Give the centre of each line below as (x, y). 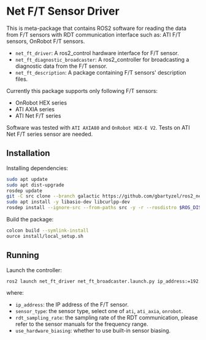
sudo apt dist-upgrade (35, 185)
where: (15, 293)
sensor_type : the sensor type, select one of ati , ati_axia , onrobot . (99, 311)
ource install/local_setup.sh (45, 236)
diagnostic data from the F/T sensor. (61, 66)
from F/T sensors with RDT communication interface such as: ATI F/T (94, 34)
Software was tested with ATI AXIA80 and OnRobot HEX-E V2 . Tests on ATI (98, 127)
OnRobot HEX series (41, 103)
